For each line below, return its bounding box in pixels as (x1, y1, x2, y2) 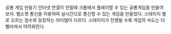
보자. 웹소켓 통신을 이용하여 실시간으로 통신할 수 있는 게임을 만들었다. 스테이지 (5, 11, 161, 17)
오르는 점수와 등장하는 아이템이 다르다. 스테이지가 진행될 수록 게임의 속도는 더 (10, 17, 165, 23)
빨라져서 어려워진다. (5, 23, 45, 29)
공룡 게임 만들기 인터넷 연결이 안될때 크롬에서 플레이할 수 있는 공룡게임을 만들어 (5, 5, 164, 10)
